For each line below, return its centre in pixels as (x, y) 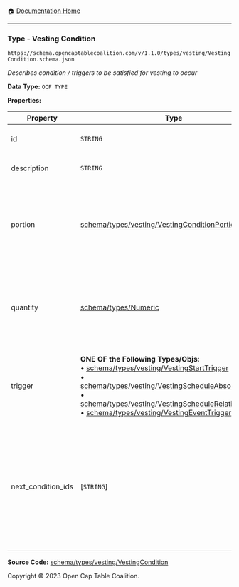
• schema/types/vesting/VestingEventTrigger (156, 413)
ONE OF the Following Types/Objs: (140, 359)
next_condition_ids (42, 486)
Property (42, 118)
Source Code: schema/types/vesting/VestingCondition (88, 562)
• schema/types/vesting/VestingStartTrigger (154, 368)
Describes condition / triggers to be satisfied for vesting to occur (102, 73)
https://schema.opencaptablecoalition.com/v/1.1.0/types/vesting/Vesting (119, 53)
